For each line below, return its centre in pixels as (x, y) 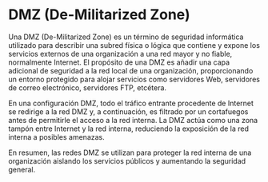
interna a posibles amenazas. (57, 136)
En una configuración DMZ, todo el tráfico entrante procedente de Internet (131, 103)
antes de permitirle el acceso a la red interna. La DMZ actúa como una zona (133, 120)
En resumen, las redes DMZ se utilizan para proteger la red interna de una (130, 152)
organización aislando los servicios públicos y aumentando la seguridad (127, 160)
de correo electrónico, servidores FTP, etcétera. (87, 87)
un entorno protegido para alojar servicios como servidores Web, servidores (134, 79)
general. (22, 169)
